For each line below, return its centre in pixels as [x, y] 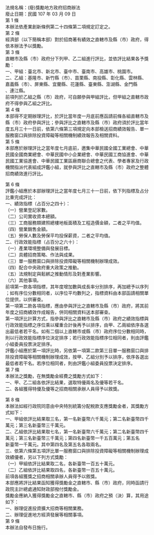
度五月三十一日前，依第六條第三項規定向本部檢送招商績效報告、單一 [77, 129]
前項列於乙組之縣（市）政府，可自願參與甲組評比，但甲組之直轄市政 [77, 97]
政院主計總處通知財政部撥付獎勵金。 [43, 489]
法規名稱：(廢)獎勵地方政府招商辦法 [43, 7]
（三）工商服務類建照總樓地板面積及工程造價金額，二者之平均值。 [75, 223]
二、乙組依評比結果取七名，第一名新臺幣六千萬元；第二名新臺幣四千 [77, 432]
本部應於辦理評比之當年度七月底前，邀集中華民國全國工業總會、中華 [77, 148]
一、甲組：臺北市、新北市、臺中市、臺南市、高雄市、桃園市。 [70, 71]
